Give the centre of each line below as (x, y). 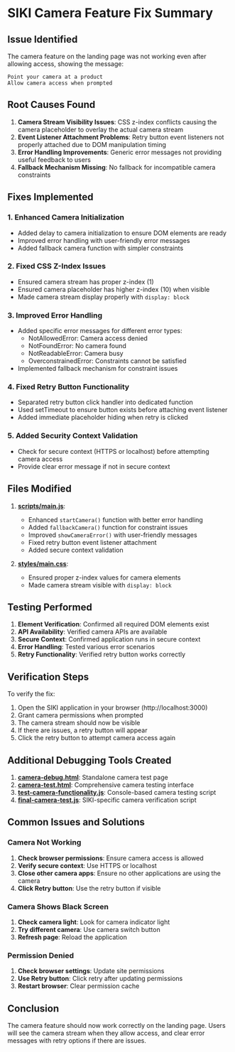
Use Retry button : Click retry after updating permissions (100, 979)
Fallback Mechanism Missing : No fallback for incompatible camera (116, 167)
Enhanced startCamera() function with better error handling (116, 519)
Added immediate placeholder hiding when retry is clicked (103, 418)
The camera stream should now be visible (79, 723)
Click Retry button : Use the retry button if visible (89, 888)
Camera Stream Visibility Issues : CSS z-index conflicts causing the (117, 121)
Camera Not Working (44, 842)
